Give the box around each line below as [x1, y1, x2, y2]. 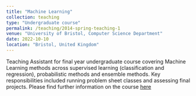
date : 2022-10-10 [6, 36, 49, 42]
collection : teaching [6, 14, 60, 20]
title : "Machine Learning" [6, 8, 73, 15]
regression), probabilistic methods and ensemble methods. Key [6, 71, 161, 78]
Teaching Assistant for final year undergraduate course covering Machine [6, 57, 187, 65]
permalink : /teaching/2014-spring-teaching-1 [6, 25, 120, 31]
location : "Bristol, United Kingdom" [6, 42, 99, 48]
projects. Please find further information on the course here [6, 83, 152, 90]
